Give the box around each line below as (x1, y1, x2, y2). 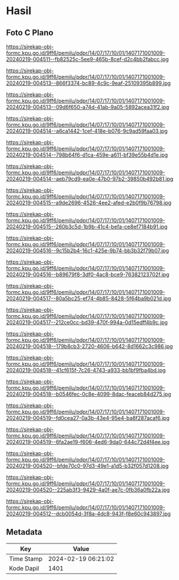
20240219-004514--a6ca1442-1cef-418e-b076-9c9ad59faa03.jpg (6, 128, 168, 134)
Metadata (6, 527, 42, 537)
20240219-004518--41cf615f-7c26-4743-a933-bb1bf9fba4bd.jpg (6, 367, 166, 373)
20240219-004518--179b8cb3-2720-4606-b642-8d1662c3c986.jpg (6, 343, 173, 350)
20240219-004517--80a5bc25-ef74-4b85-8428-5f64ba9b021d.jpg (6, 295, 171, 301)
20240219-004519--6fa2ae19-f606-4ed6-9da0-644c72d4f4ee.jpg (6, 439, 170, 445)
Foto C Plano (6, 28, 54, 38)
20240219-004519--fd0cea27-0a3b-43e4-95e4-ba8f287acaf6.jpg (6, 415, 170, 422)
